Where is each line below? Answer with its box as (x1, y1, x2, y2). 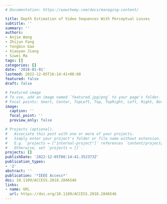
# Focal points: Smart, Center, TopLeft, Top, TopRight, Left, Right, (5, 99, 155, 104)
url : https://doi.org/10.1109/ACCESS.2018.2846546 (9, 192, 117, 197)
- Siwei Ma (5, 53, 28, 58)
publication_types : (5, 159, 46, 164)
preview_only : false (9, 118, 52, 123)
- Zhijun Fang (5, 39, 35, 45)
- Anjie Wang (5, 35, 32, 40)
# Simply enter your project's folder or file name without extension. (5, 136, 162, 141)
